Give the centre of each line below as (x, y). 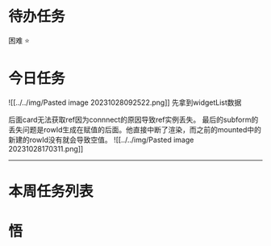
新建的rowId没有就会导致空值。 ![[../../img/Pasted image (101, 140)
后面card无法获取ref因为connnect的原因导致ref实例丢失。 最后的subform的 (133, 119)
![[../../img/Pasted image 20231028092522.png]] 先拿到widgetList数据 (125, 102)
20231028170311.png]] (46, 148)
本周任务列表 (51, 192)
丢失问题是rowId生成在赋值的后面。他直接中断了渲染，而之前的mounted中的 (135, 129)
